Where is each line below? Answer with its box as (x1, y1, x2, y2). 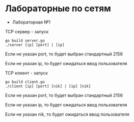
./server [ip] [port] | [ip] (5, 42, 65, 47)
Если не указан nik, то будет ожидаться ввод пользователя (5, 111, 130, 117)
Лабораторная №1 (12, 19, 51, 25)
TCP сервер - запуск (5, 28, 49, 34)
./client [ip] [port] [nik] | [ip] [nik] (5, 84, 91, 89)
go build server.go (5, 38, 45, 43)
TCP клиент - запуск (5, 70, 48, 76)
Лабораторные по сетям (5, 3, 111, 14)
